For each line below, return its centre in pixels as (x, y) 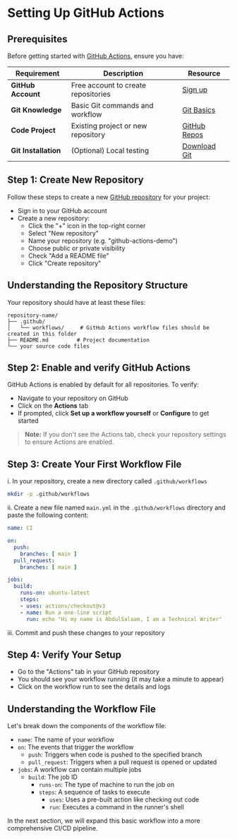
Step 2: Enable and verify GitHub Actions (99, 368)
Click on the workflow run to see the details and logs (94, 687)
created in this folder (42, 334)
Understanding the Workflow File (82, 709)
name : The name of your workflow (66, 740)
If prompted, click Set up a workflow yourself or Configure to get (113, 414)
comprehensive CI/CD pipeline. (53, 828)
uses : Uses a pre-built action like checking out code (124, 799)
